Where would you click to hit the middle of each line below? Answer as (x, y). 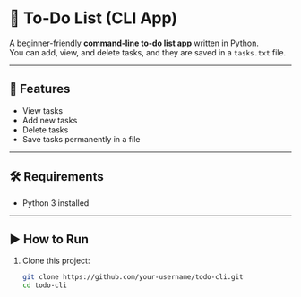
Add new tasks (50, 120)
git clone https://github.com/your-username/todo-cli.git (133, 277)
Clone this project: (56, 261)
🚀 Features (40, 89)
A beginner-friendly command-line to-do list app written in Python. (134, 43)
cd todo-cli (44, 285)
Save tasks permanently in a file (81, 139)
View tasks (43, 110)
